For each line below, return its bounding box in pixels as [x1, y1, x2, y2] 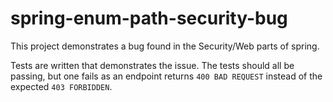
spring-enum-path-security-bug [10, 7, 288, 30]
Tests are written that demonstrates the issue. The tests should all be [10, 59, 295, 71]
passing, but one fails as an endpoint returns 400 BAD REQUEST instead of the [10, 70, 323, 82]
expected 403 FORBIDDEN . [10, 80, 113, 92]
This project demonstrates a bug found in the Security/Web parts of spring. [10, 40, 320, 52]
